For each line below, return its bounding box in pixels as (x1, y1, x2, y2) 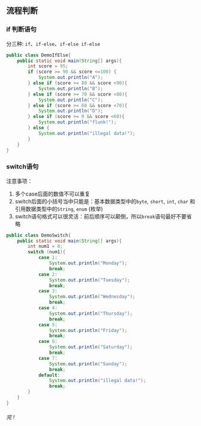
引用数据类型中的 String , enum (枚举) (14, 205, 103, 212)
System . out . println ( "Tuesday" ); (49, 277, 130, 283)
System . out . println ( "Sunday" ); (49, 360, 128, 367)
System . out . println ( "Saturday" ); (49, 344, 133, 350)
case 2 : (38, 271, 58, 277)
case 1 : (38, 255, 58, 261)
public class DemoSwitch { (6, 232, 71, 238)
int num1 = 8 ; (28, 243, 63, 250)
